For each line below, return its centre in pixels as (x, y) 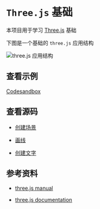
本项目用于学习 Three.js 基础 (41, 30)
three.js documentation (43, 200)
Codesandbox (23, 91)
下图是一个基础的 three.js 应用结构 (50, 43)
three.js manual (34, 188)
